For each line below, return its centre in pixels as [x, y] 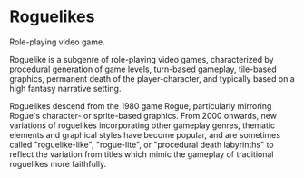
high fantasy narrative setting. [65, 88]
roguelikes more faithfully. [58, 163]
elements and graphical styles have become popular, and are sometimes [145, 134]
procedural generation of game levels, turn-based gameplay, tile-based [143, 69]
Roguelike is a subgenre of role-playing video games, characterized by [142, 59]
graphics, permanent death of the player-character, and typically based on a [152, 78]
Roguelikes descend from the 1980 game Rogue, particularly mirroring [141, 105]
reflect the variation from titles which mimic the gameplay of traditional [142, 154]
